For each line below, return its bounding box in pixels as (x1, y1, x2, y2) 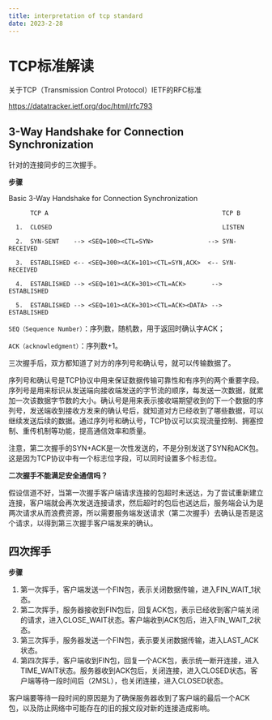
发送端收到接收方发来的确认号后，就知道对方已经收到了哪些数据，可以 (29, 406, 264, 416)
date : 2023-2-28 (8, 19, 63, 28)
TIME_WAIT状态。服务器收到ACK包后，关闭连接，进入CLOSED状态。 (19, 666, 251, 675)
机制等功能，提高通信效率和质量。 (36, 426, 151, 436)
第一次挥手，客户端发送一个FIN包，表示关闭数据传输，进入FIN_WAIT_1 (19, 585, 254, 594)
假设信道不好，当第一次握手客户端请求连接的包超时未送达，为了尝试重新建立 (8, 488, 264, 498)
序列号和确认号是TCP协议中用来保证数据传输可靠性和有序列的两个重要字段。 (8, 375, 264, 385)
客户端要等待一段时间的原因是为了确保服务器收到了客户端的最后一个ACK (8, 693, 250, 703)
